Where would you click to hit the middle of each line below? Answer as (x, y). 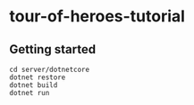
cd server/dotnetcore (50, 69)
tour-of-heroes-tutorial (97, 16)
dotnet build (34, 85)
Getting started (53, 49)
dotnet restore (38, 77)
